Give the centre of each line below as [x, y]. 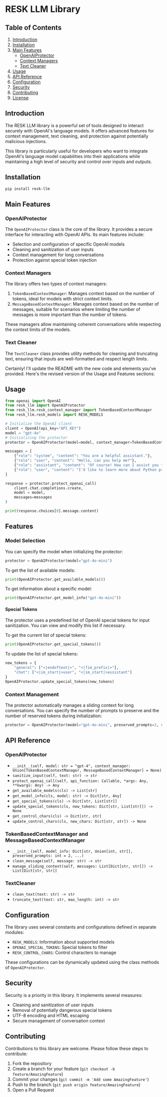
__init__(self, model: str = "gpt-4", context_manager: [71, 766]
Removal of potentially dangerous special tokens [62, 1010]
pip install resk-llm [28, 189]
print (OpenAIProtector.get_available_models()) [55, 579]
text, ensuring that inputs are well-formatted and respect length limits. [77, 359]
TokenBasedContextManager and [47, 834]
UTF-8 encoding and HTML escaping [51, 1015]
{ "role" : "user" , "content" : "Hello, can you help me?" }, [75, 461]
